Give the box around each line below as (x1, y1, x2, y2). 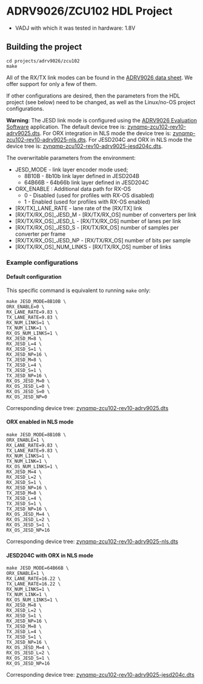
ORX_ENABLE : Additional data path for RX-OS (15, 185, 131, 192)
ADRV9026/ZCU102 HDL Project (6, 4, 173, 18)
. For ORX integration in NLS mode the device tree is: (39, 129, 171, 137)
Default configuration (6, 273, 62, 281)
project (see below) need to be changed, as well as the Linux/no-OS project (6, 98, 196, 105)
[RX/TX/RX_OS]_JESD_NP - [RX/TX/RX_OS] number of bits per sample (15, 236, 191, 244)
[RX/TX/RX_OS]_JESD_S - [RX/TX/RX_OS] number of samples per (15, 224, 179, 231)
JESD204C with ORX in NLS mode (6, 551, 94, 559)
